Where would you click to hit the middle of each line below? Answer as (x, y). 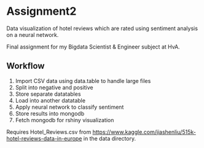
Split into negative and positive (54, 87)
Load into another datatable (50, 100)
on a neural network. (33, 34)
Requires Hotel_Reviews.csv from (49, 132)
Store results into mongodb (50, 113)
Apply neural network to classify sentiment (69, 107)
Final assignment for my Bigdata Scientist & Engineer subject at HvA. (93, 47)
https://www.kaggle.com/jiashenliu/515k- (144, 132)
